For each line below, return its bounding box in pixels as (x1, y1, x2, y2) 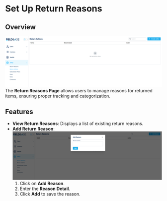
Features (5, 107, 33, 116)
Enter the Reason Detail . (19, 186, 71, 192)
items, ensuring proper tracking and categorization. (5, 93, 111, 99)
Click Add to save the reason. (19, 191, 81, 197)
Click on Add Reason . (19, 180, 65, 186)
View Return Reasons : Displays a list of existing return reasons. (12, 121, 144, 127)
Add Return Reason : (12, 126, 55, 132)
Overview (5, 23, 36, 31)
